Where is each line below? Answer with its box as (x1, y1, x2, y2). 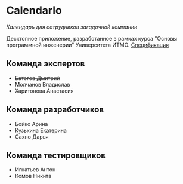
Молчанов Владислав (14, 81, 70, 88)
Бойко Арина (14, 120, 48, 127)
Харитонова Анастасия (14, 87, 74, 94)
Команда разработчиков (6, 105, 104, 115)
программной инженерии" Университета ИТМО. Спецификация (6, 41, 169, 48)
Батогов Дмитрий (14, 74, 60, 81)
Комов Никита (14, 173, 52, 180)
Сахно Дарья (14, 133, 49, 140)
